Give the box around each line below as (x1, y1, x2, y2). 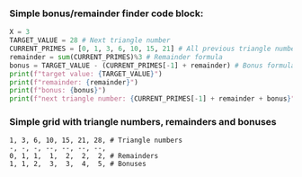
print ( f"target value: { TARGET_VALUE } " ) (9, 69, 164, 78)
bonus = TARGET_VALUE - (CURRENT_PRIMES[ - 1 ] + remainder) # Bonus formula (9, 61, 296, 70)
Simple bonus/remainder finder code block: (9, 7, 204, 20)
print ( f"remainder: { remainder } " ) (9, 77, 139, 87)
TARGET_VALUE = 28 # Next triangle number (9, 36, 171, 45)
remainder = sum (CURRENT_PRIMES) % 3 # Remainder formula (9, 52, 223, 61)
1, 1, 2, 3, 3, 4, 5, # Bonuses (9, 160, 147, 169)
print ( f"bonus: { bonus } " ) (9, 86, 106, 95)
